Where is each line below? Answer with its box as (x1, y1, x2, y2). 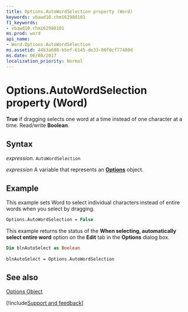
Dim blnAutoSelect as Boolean (6, 245, 81, 251)
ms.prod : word (6, 31, 41, 37)
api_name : (6, 36, 31, 42)
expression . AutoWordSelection (6, 155, 81, 162)
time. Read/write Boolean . (6, 122, 70, 129)
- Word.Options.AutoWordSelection (6, 42, 91, 48)
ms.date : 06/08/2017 (6, 53, 57, 58)
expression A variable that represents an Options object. (6, 166, 144, 173)
